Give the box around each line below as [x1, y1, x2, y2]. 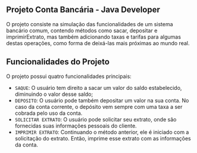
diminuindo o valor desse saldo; [14, 90, 93, 98]
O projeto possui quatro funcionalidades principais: [6, 73, 132, 80]
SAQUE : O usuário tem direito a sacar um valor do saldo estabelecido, [14, 84, 182, 91]
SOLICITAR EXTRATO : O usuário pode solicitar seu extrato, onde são [14, 115, 177, 123]
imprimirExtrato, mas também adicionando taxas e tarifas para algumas [6, 33, 182, 40]
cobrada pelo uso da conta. [14, 110, 83, 117]
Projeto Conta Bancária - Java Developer [6, 5, 161, 15]
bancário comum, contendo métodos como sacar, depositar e [6, 27, 158, 34]
